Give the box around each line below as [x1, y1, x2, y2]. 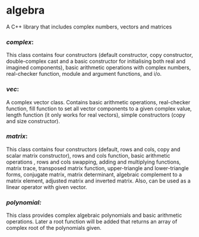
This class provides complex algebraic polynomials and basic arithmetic [6, 212, 182, 219]
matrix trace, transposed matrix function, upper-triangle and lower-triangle [6, 164, 189, 172]
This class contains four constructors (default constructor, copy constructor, [6, 52, 193, 59]
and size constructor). [6, 117, 61, 124]
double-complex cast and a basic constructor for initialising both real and [6, 57, 186, 65]
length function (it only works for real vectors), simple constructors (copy [6, 111, 186, 118]
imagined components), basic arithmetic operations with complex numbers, [6, 64, 191, 71]
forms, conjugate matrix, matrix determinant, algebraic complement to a [6, 171, 182, 178]
